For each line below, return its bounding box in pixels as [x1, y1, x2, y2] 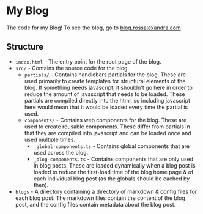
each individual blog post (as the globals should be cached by [33, 175, 190, 182]
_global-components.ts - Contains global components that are [33, 142, 190, 150]
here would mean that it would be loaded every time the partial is [24, 103, 188, 111]
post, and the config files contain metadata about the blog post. [15, 201, 176, 208]
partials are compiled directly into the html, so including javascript [24, 97, 191, 104]
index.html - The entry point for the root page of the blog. [15, 57, 161, 65]
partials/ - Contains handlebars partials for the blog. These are [24, 71, 186, 78]
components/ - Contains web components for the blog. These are [24, 116, 187, 124]
